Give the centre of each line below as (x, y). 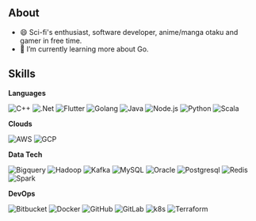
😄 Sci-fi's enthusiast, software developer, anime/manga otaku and (129, 32)
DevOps (22, 193)
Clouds (21, 124)
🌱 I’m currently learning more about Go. (84, 49)
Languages (27, 93)
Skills (22, 74)
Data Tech (25, 154)
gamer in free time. (51, 40)
